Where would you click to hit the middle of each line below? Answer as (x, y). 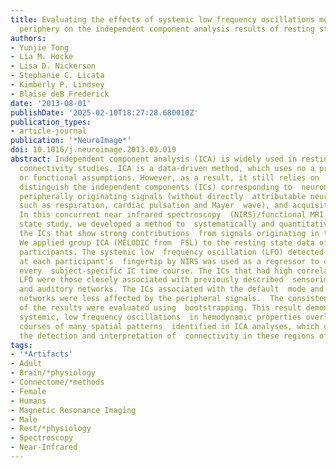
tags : (21, 345)
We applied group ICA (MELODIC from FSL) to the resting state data (167, 242)
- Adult (26, 364)
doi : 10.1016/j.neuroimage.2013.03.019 (93, 150)
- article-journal (48, 131)
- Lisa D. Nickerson (53, 66)
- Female (28, 391)
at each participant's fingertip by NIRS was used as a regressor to (169, 261)
